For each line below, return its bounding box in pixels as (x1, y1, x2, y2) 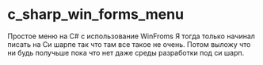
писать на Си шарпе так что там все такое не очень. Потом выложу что (7, 39, 251, 49)
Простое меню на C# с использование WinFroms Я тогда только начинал (7, 31, 255, 41)
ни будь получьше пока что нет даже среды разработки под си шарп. (7, 48, 245, 57)
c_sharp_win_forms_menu (7, 5, 184, 23)
